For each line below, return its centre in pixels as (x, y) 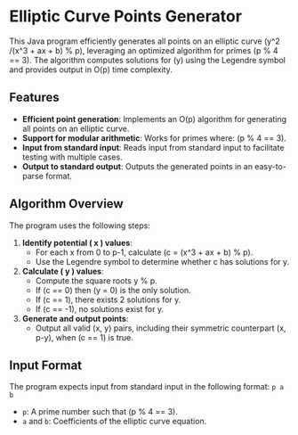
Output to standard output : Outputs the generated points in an (137, 166)
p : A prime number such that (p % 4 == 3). (100, 412)
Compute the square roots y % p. (96, 280)
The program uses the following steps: (80, 226)
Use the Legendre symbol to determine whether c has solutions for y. (162, 261)
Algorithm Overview (66, 204)
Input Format (46, 365)
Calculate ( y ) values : (63, 271)
